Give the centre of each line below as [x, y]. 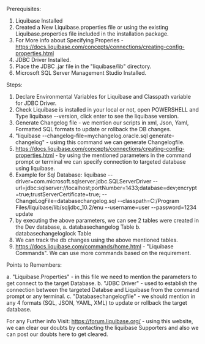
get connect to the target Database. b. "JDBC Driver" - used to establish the [102, 283]
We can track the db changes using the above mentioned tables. [97, 240]
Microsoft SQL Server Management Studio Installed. [81, 73]
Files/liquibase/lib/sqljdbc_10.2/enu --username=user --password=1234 [106, 207]
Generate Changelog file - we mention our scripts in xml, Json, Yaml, [102, 123]
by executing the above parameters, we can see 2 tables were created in [107, 220]
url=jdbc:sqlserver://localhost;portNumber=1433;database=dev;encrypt [106, 188]
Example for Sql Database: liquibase [61, 175]
